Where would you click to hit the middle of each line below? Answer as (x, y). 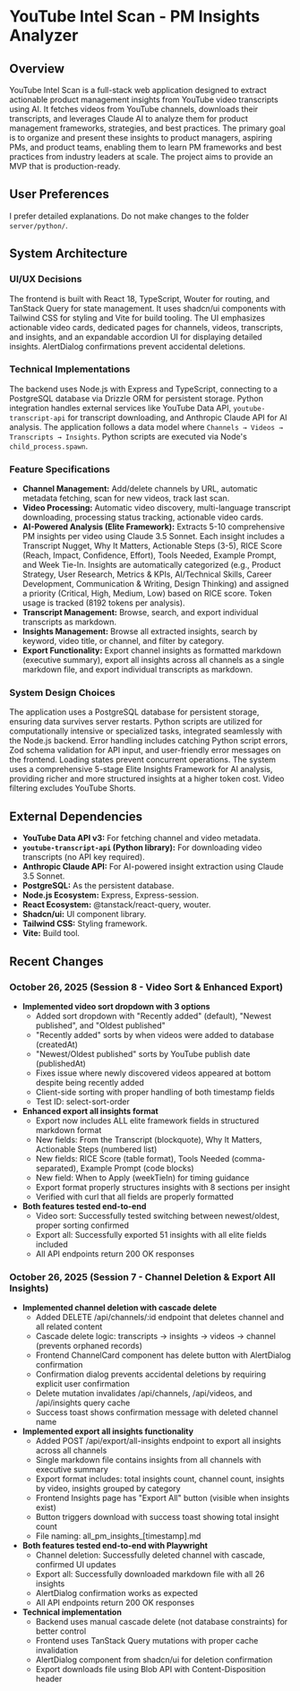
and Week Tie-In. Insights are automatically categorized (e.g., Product (151, 565)
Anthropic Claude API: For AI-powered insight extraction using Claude (153, 867)
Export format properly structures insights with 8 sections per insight (163, 1187)
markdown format (69, 1129)
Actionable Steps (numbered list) (96, 1149)
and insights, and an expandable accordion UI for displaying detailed (136, 337)
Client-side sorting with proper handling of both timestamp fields (155, 1092)
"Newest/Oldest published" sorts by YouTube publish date (143, 1053)
